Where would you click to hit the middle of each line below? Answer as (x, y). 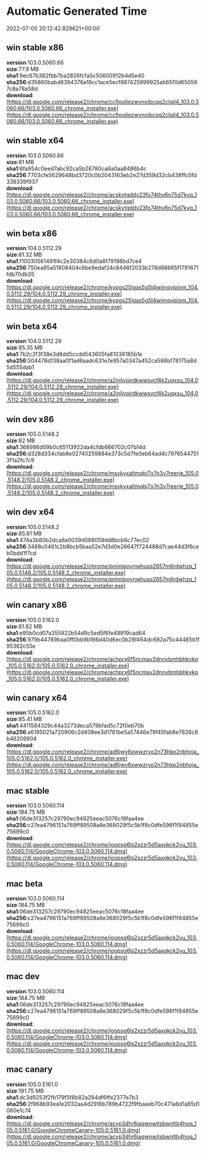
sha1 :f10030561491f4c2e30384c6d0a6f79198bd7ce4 (74, 261)
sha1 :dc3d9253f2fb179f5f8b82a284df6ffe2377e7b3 (73, 1097)
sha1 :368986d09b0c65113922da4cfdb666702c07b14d (76, 447)
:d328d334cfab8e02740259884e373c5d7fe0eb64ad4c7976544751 (113, 454)
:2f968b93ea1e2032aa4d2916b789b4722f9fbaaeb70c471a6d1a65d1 (113, 1104)
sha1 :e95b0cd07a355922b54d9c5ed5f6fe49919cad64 (76, 633)
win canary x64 (37, 698)
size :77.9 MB (23, 69)
